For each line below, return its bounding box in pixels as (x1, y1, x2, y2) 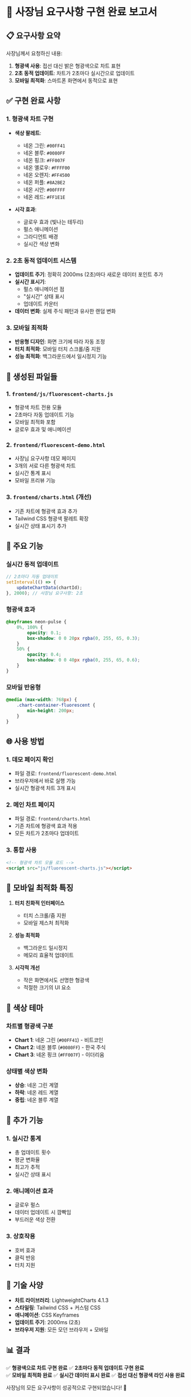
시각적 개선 (14, 964, 40, 971)
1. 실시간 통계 (6, 1134, 42, 1143)
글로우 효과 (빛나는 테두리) (23, 218, 84, 225)
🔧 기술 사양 (6, 1280, 44, 1290)
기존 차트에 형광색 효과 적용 (14, 822, 78, 830)
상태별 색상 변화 (6, 1067, 48, 1075)
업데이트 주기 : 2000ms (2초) (14, 1319, 81, 1326)
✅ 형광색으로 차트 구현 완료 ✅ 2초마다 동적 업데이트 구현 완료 (6, 1364, 145, 1372)
